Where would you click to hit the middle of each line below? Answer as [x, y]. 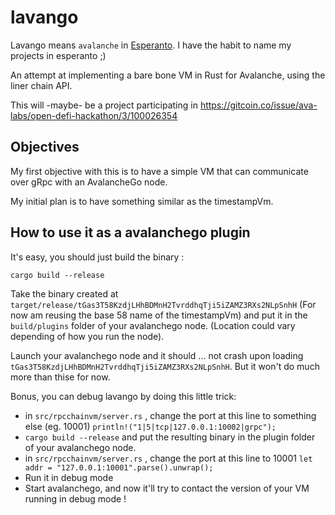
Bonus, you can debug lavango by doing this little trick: [123, 396]
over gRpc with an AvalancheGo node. [89, 182]
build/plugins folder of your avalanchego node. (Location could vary [153, 325]
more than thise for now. [60, 377]
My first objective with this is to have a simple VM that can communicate [159, 171]
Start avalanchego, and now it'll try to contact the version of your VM [167, 488]
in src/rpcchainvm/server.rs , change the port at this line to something [170, 415]
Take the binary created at [64, 293]
